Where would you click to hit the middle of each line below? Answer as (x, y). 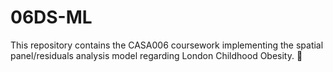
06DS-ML (51, 17)
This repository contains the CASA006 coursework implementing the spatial (167, 45)
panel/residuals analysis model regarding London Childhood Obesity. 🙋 (156, 55)
